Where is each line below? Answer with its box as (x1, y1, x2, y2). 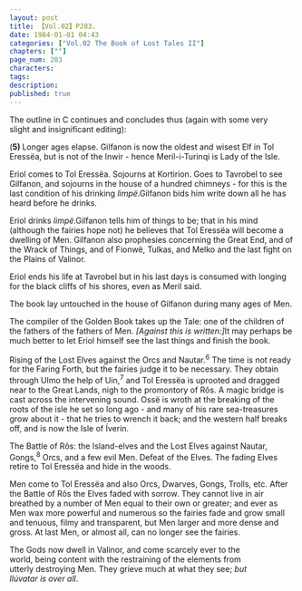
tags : (9, 73, 30, 82)
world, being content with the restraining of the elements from (9, 554, 242, 565)
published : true (9, 89, 71, 98)
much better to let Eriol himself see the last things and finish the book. (9, 334, 271, 345)
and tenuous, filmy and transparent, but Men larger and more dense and (9, 518, 279, 528)
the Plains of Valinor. (9, 253, 86, 264)
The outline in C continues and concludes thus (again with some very (9, 114, 268, 125)
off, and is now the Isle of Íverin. (9, 422, 130, 433)
